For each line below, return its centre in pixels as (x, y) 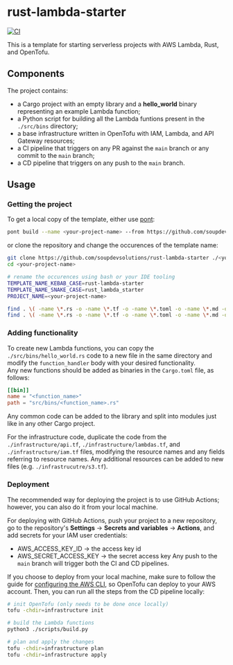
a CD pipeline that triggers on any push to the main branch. (101, 163)
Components (36, 74)
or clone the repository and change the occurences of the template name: (113, 245)
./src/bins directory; (48, 126)
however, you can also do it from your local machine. (83, 507)
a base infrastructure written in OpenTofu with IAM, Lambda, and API (115, 133)
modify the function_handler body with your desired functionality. (101, 363)
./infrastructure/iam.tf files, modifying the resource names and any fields (116, 452)
